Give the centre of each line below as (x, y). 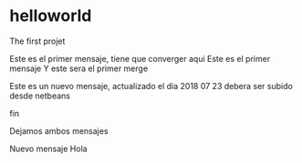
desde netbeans (40, 96)
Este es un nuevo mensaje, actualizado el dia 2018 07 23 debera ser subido (151, 86)
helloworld (51, 16)
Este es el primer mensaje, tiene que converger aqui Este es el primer (140, 58)
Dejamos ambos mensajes (59, 131)
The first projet (37, 41)
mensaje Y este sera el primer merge (79, 68)
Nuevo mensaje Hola (49, 148)
